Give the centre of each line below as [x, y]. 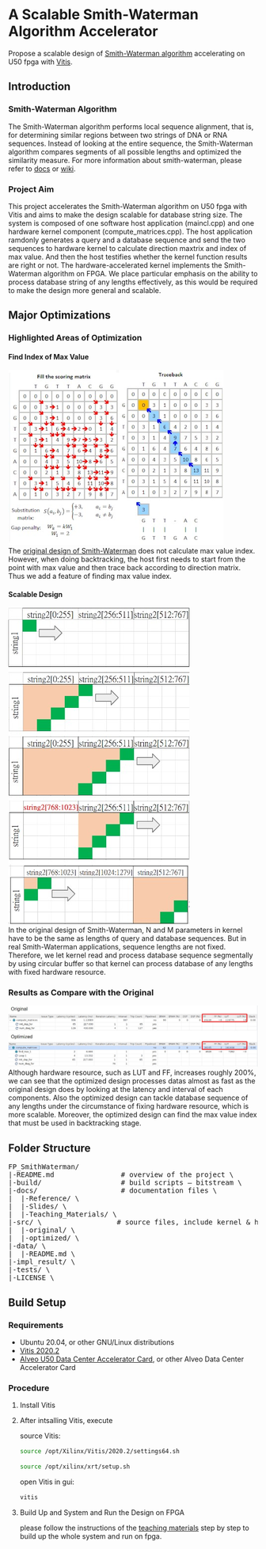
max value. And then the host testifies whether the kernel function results [128, 257]
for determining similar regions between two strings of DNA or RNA [118, 135]
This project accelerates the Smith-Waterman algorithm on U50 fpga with [128, 206]
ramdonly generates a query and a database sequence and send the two [127, 240]
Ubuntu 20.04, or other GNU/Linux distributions [97, 1342]
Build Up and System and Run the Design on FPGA [102, 1512]
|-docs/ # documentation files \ [113, 1191]
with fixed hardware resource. [57, 972]
